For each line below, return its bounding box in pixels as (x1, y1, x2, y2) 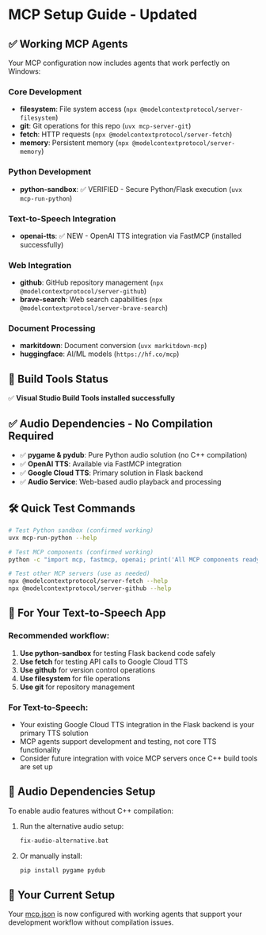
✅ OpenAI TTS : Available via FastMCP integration (19, 459, 182, 469)
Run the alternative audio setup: (19, 821, 124, 830)
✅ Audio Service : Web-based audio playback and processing (19, 477, 222, 487)
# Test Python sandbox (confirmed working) (8, 526, 154, 535)
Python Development (8, 167, 92, 178)
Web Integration (8, 259, 72, 270)
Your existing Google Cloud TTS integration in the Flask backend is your (19, 720, 255, 730)
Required (8, 429, 54, 443)
